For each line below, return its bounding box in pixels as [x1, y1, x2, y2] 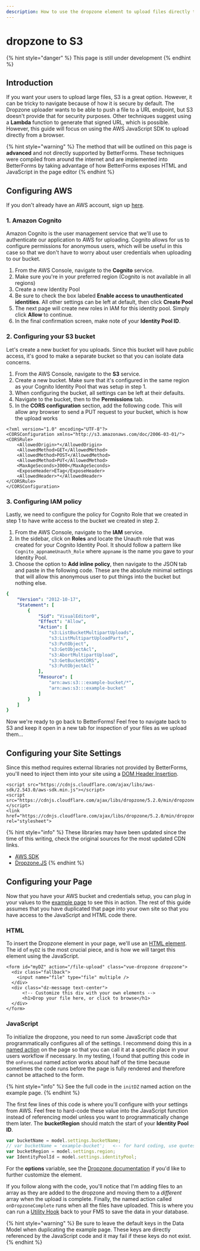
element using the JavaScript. [6, 952, 80, 960]
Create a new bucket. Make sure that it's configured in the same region [14, 376, 189, 383]
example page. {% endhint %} [6, 1089, 80, 1096]
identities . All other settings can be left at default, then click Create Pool [14, 299, 193, 306]
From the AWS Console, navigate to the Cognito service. [14, 267, 154, 274]
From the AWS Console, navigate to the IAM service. [14, 529, 144, 536]
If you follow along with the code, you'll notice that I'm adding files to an [6, 1183, 183, 1190]
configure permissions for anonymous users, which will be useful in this [6, 243, 183, 250]
